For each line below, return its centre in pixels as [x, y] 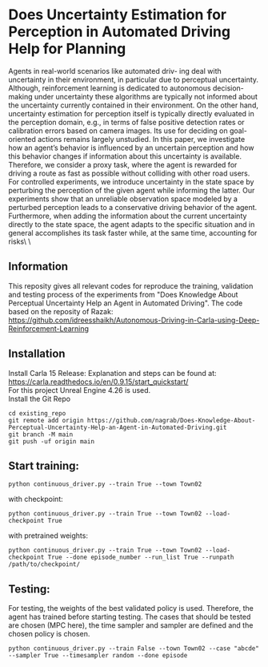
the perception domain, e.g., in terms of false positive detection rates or [127, 122]
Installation [37, 354]
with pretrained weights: [48, 536]
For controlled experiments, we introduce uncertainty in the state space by [131, 181]
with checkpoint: [36, 499]
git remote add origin [46, 420]
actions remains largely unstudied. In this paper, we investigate [141, 139]
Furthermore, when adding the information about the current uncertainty [128, 216]
